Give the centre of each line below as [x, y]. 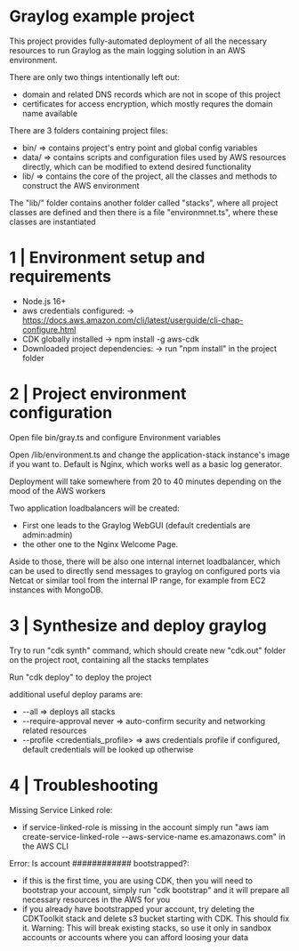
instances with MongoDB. [57, 590]
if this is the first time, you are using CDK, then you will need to [137, 880]
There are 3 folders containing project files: [89, 130]
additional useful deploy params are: [76, 694]
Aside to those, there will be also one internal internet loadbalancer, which [145, 561]
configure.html [49, 329]
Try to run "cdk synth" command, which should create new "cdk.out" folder [148, 650]
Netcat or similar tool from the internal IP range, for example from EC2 [137, 580]
